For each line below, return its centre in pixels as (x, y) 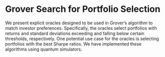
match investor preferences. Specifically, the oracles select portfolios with (81, 28)
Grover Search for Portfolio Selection (83, 9)
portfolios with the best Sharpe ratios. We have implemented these (73, 44)
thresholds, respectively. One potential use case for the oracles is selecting (82, 39)
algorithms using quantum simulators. (44, 49)
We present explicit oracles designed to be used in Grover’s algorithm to (79, 23)
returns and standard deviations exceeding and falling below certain (75, 33)
